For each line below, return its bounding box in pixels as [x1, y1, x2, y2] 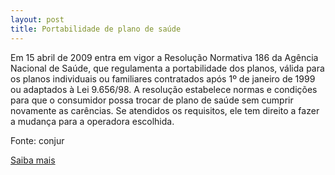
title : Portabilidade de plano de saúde [10, 24, 182, 34]
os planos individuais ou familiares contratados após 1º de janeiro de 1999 [10, 72, 316, 85]
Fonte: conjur [10, 134, 65, 146]
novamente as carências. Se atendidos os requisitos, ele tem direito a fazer [10, 104, 320, 116]
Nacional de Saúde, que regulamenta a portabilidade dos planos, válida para [10, 62, 325, 74]
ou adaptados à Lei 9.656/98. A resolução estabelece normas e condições [10, 83, 318, 95]
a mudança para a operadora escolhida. [10, 115, 175, 127]
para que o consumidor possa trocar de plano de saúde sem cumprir [10, 94, 294, 106]
